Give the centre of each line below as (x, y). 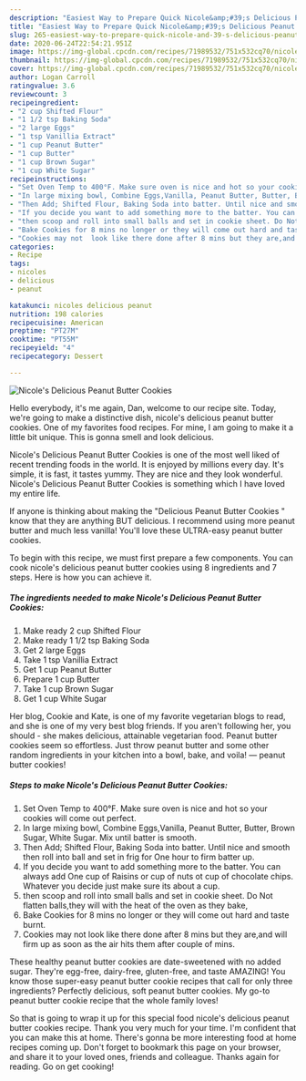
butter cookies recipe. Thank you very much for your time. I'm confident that (153, 1027)
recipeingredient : (44, 103)
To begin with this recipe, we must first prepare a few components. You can (152, 558)
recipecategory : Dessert (56, 356)
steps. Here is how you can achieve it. (81, 577)
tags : (20, 264)
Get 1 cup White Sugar (65, 698)
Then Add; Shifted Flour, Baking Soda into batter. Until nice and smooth (156, 847)
